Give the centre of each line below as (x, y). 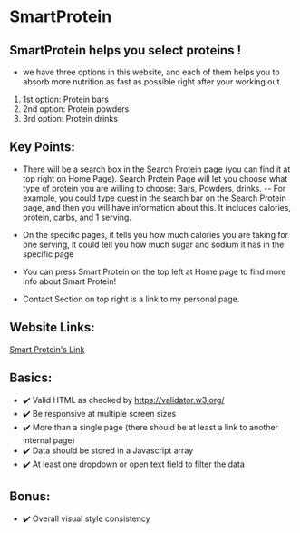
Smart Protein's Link (47, 349)
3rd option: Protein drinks (70, 118)
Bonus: (30, 496)
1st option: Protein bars (65, 99)
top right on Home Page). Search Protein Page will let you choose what (155, 178)
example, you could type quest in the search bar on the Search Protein (155, 198)
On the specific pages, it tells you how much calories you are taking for (155, 234)
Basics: (31, 378)
